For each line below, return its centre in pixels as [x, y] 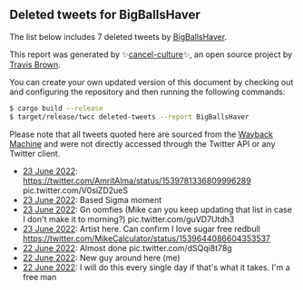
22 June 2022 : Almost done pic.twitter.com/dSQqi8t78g [127, 247]
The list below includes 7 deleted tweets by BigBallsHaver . [118, 36]
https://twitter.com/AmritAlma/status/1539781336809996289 [137, 180]
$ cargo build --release [56, 108]
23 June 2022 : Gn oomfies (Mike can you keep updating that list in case [157, 209]
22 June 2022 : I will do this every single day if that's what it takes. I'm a [156, 267]
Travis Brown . [35, 64]
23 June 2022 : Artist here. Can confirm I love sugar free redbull [141, 228]
